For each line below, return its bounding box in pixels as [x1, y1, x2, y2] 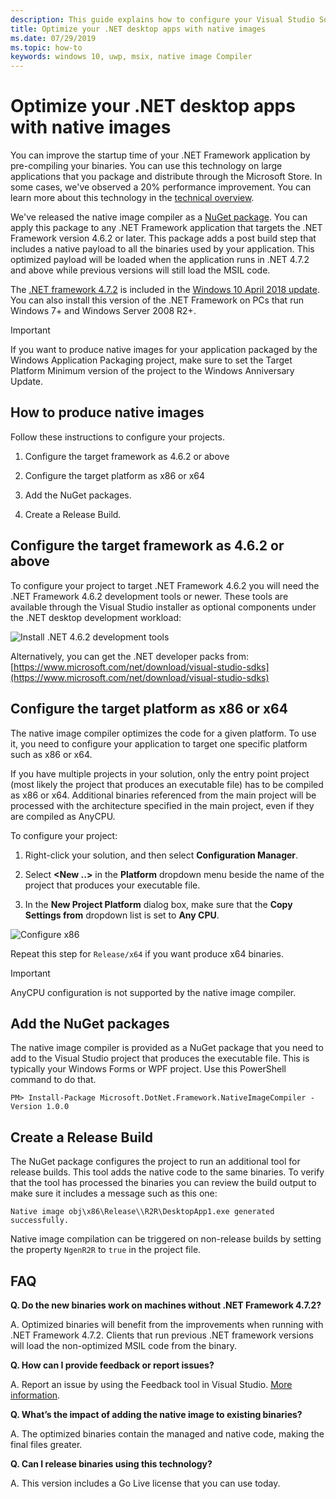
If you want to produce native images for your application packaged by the [10, 344, 318, 356]
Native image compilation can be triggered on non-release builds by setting [10, 1233, 322, 1245]
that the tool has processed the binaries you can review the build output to [10, 1177, 317, 1189]
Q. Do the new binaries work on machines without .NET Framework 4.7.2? [10, 1299, 322, 1311]
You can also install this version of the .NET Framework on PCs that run [10, 294, 304, 306]
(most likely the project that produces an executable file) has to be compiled [10, 778, 324, 790]
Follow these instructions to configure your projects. [10, 431, 225, 443]
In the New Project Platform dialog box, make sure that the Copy [24, 898, 293, 910]
